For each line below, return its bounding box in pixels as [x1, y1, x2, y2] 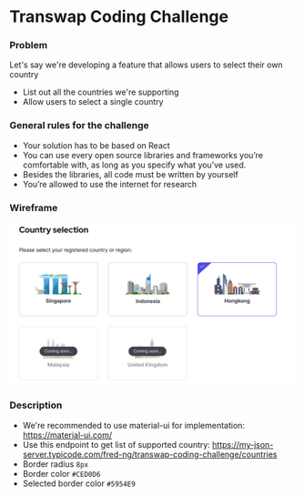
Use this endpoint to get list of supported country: [22, 439, 211, 450]
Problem [9, 39, 48, 52]
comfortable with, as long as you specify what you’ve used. [22, 159, 247, 170]
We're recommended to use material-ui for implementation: [22, 420, 246, 430]
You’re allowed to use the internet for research [22, 178, 198, 189]
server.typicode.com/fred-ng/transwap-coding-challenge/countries [22, 449, 278, 460]
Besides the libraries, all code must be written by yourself [22, 168, 238, 179]
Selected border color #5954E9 [22, 478, 137, 489]
